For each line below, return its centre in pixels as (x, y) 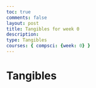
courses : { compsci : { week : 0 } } (48, 46)
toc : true (19, 12)
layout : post (23, 23)
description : (23, 35)
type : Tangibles (27, 40)
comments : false (27, 18)
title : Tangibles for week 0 (43, 29)
